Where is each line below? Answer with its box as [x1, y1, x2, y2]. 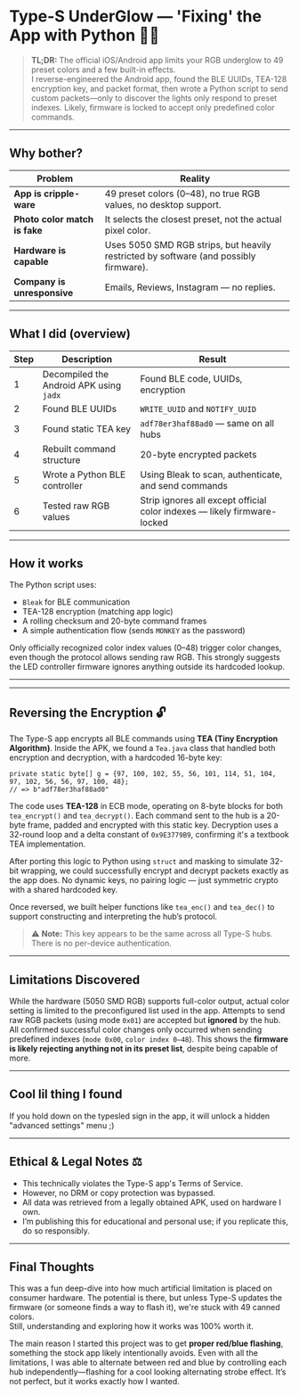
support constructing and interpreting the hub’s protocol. [9, 912, 218, 922]
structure [42, 453, 81, 466]
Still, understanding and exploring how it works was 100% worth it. [9, 1321, 254, 1332]
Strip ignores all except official [140, 493, 267, 506]
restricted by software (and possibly [104, 250, 256, 262]
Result [198, 352, 227, 365]
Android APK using [42, 379, 122, 392]
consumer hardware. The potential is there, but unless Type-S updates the [9, 1292, 283, 1303]
